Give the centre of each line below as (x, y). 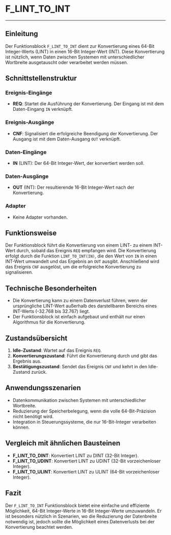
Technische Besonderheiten (51, 288)
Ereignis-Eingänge (29, 93)
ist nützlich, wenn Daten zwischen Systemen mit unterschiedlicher (75, 57)
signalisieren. (19, 272)
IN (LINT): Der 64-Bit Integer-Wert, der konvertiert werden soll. (78, 163)
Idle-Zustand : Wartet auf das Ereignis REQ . (57, 350)
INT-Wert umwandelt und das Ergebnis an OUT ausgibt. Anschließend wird (82, 261)
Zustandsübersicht (36, 338)
